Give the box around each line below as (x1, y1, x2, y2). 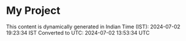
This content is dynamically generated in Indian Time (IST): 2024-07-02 (6, 23, 181, 30)
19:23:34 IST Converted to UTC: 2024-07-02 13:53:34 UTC (6, 29, 150, 36)
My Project (6, 4, 61, 17)
